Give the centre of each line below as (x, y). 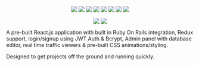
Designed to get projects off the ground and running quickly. (80, 56)
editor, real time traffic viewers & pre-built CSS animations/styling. (87, 45)
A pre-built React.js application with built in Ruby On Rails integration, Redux (100, 33)
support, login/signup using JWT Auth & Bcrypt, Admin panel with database (99, 39)
